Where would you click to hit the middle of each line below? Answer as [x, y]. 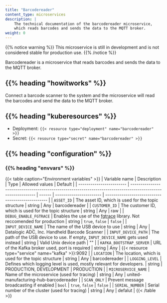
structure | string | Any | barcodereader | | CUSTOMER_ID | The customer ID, [81, 205]
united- [134, 274]
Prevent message [126, 280]
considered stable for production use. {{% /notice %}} [61, 52]
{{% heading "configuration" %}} [59, 154]
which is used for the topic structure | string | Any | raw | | [65, 211]
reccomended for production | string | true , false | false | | [66, 221]
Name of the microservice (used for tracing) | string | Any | [66, 274]
